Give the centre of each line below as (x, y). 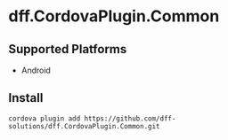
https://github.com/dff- (130, 118)
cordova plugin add (45, 118)
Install (26, 98)
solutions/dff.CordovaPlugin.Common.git (85, 126)
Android (36, 70)
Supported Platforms (68, 49)
